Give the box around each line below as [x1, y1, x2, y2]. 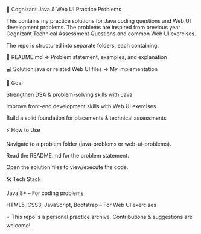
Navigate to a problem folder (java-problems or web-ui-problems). [6, 140, 172, 147]
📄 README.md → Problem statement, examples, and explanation [6, 54, 167, 60]
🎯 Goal [6, 79, 23, 87]
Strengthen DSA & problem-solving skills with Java [6, 91, 133, 98]
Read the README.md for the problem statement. [6, 152, 129, 159]
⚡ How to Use [6, 126, 40, 134]
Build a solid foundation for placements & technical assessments [6, 114, 167, 122]
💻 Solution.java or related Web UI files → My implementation [6, 66, 158, 72]
